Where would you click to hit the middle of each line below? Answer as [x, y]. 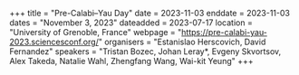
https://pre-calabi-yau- [224, 32]
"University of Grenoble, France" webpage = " [96, 32]
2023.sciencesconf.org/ [54, 42]
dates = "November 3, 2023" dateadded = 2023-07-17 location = [131, 23]
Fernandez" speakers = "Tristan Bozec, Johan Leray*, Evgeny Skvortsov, [145, 52]
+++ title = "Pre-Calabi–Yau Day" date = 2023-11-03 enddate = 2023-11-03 [149, 13]
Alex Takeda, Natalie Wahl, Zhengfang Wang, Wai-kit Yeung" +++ [131, 61]
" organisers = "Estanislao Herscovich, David [182, 42]
